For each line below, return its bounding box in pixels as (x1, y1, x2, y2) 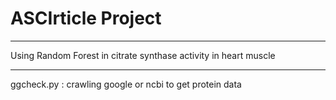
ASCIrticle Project (10, 7, 162, 30)
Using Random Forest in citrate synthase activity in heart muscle (10, 49, 276, 61)
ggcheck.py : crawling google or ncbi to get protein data (10, 78, 242, 90)
